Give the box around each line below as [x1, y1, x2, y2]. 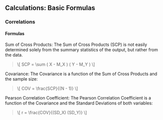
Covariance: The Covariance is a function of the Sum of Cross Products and [5, 71, 157, 77]
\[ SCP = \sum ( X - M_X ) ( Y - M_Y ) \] [17, 61, 95, 67]
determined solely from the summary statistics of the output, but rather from [5, 46, 158, 53]
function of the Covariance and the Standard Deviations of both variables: [5, 100, 153, 106]
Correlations [5, 19, 36, 25]
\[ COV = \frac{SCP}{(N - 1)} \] [17, 85, 78, 91]
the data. [5, 52, 23, 58]
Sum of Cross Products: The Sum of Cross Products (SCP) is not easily [5, 41, 147, 47]
